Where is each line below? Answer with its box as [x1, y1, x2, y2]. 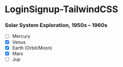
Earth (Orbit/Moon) [12, 45, 53, 51]
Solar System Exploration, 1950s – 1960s [5, 22, 108, 29]
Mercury [12, 33, 31, 39]
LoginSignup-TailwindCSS [5, 4, 118, 15]
